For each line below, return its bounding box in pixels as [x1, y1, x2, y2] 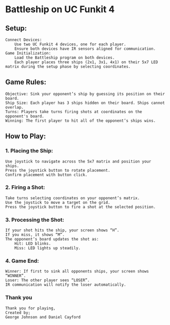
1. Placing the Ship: [5, 147, 53, 154]
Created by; [5, 310, 31, 315]
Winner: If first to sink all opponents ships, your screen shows [5, 269, 149, 274]
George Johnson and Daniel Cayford [5, 314, 81, 319]
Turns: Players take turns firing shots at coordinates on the [5, 109, 143, 114]
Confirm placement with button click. [5, 172, 88, 177]
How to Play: [5, 132, 46, 141]
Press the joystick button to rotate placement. [5, 168, 110, 173]
